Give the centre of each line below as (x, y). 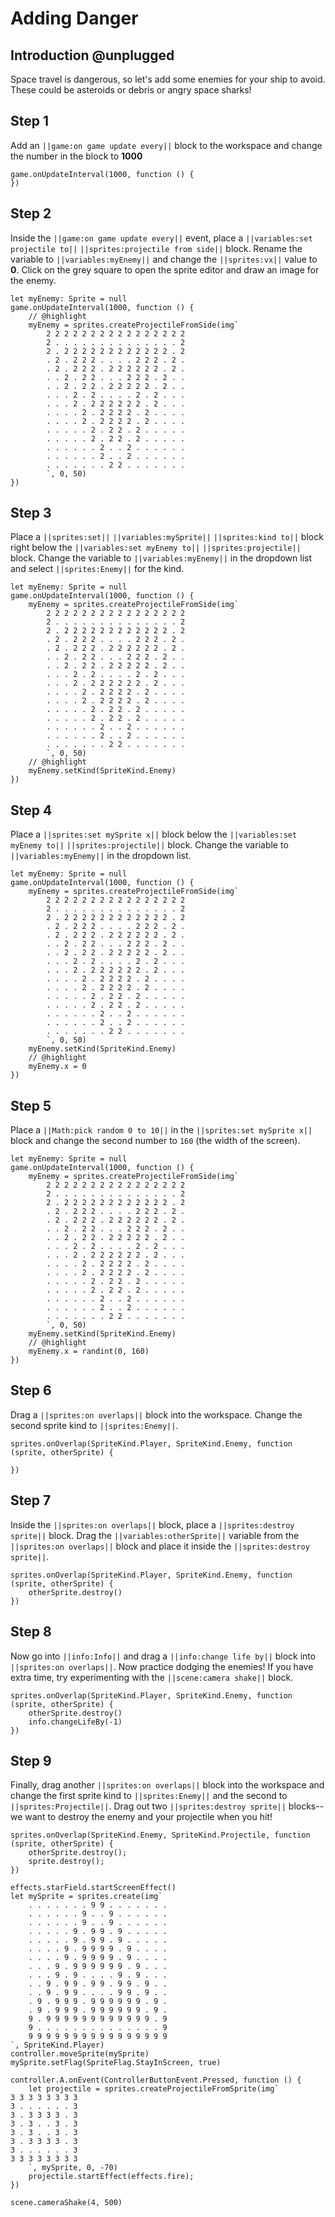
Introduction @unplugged (92, 55)
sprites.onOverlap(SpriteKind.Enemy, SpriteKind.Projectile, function (160, 1835)
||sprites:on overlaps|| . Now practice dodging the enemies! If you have (162, 1666)
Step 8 (31, 1632)
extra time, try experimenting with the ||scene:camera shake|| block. (152, 1677)
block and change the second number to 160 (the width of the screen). (155, 1141)
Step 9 (31, 1760)
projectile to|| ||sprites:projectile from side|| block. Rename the (156, 248)
